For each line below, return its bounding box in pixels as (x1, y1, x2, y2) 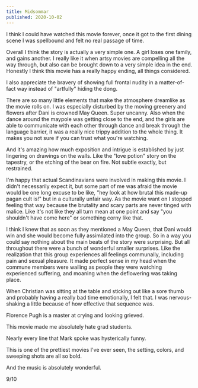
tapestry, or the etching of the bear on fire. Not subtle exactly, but (6, 158, 167, 166)
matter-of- (159, 78, 185, 86)
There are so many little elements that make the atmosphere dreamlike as (6, 96, 186, 104)
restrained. (6, 164, 33, 172)
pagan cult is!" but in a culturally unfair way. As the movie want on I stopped (6, 195, 192, 202)
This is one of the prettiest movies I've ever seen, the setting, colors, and (6, 346, 184, 353)
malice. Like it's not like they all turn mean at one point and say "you (6, 208, 173, 215)
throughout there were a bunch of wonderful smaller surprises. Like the (6, 244, 181, 252)
